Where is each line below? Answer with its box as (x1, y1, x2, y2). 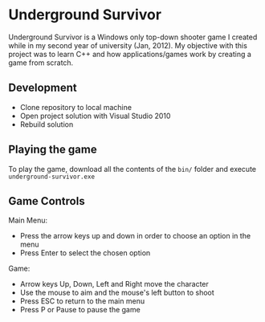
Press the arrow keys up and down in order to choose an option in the (19, 231, 251, 241)
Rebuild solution (19, 119, 74, 129)
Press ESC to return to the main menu (19, 296, 145, 306)
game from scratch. (8, 58, 74, 67)
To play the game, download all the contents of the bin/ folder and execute (8, 164, 257, 173)
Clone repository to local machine (19, 102, 132, 112)
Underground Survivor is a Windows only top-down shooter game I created (8, 32, 258, 42)
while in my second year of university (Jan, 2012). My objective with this (8, 40, 247, 50)
